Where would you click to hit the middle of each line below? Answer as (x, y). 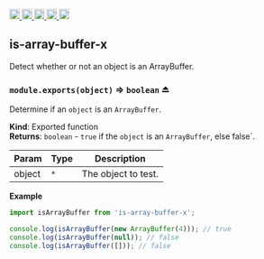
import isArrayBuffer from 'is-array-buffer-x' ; (102, 213)
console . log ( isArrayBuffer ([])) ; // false (90, 245)
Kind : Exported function (54, 127)
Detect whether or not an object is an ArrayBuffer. (102, 66)
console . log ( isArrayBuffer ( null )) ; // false (94, 237)
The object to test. (120, 174)
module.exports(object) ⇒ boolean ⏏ (90, 89)
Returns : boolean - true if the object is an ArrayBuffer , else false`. (132, 136)
